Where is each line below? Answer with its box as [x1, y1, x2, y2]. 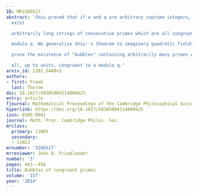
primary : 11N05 [11, 128, 49, 134]
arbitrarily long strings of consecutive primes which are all [11, 30, 170, 36]
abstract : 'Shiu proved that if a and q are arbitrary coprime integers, [6, 14, 192, 20]
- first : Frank [6, 79, 44, 85]
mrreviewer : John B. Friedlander [6, 150, 88, 157]
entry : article [6, 95, 44, 101]
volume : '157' [6, 172, 41, 178]
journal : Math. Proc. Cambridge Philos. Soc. [6, 117, 120, 123]
